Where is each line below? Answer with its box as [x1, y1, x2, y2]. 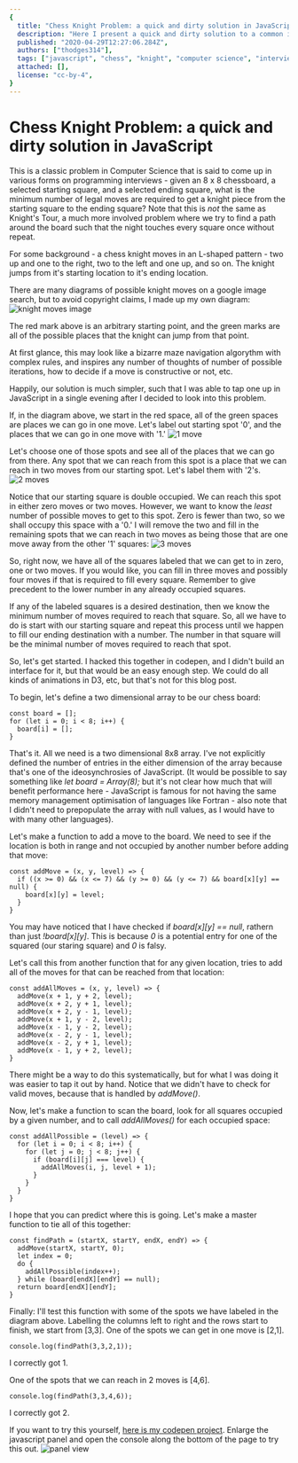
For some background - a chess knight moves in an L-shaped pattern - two [9, 248, 284, 259]
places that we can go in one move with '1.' [9, 428, 167, 439]
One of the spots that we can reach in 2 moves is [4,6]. [9, 1374, 210, 1385]
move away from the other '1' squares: [9, 538, 150, 549]
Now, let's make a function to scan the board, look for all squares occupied [9, 1105, 284, 1115]
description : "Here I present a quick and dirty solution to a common [17, 29, 284, 38]
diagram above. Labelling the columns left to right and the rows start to [9, 1315, 269, 1326]
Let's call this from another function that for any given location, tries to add [9, 957, 283, 967]
